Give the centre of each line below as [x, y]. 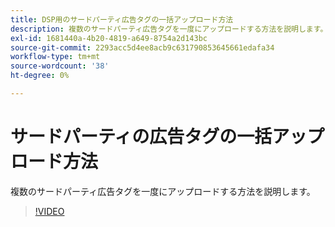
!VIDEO [49, 211]
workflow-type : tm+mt [55, 57]
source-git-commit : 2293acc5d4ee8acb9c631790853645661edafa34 [142, 47]
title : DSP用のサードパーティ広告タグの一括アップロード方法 [122, 19]
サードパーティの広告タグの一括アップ [167, 137]
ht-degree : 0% [40, 76]
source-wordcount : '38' [60, 66]
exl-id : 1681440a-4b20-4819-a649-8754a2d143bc [109, 38]
